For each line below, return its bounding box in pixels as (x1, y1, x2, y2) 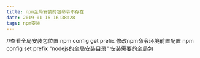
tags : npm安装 (6, 20, 41, 26)
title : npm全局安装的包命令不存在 (6, 8, 85, 15)
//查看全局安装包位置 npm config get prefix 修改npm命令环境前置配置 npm (6, 37, 194, 45)
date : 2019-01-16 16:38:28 (6, 14, 75, 21)
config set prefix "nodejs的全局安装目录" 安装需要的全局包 (6, 45, 153, 52)
